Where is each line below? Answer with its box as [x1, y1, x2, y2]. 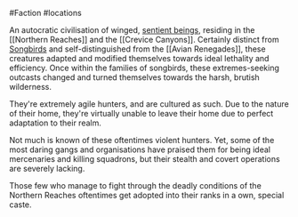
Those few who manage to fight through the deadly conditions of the [9, 181, 262, 190]
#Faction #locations [9, 8, 82, 18]
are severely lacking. [9, 164, 85, 173]
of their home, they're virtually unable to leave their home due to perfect [9, 108, 274, 118]
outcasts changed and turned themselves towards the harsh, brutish [9, 72, 260, 83]
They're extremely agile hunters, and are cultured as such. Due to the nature [9, 99, 289, 109]
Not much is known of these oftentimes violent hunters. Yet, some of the [9, 135, 275, 145]
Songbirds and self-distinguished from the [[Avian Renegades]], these [9, 44, 266, 54]
